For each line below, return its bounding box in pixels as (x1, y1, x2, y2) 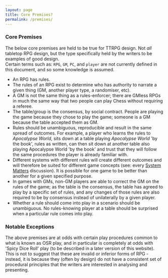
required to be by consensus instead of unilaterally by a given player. (12, 194, 156, 200)
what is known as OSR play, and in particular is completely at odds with (5, 240, 153, 246)
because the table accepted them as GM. (12, 119, 99, 125)
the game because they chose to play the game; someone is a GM (12, 114, 150, 120)
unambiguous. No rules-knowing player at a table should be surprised (12, 205, 158, 211)
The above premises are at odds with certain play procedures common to (5, 235, 158, 241)
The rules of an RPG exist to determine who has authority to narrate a (12, 81, 157, 87)
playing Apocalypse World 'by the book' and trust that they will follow (12, 146, 157, 152)
